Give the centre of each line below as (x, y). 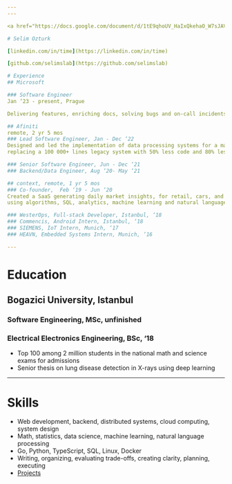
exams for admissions (48, 361)
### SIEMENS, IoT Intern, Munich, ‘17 (63, 228)
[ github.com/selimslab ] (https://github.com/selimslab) (88, 64)
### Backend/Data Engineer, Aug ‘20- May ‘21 (74, 171)
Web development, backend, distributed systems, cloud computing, (113, 422)
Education (37, 274)
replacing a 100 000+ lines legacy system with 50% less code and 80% (111, 152)
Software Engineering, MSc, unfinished (75, 320)
